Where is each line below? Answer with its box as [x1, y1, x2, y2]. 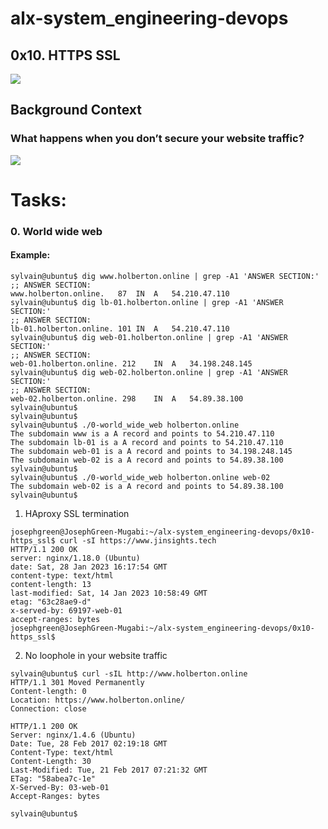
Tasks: [10, 188, 67, 211]
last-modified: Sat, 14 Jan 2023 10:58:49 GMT [10, 588, 208, 598]
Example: [10, 249, 51, 261]
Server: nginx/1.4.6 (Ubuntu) [10, 730, 137, 740]
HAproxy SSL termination [24, 508, 130, 519]
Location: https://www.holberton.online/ [10, 695, 186, 705]
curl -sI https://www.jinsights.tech [59, 536, 217, 546]
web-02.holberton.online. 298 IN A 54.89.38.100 [10, 394, 244, 404]
